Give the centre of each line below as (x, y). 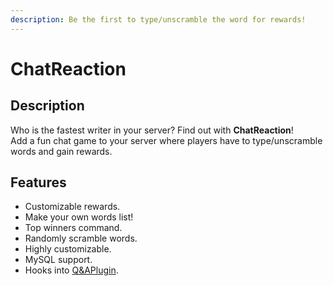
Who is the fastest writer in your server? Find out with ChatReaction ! (152, 130)
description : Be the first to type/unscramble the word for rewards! (158, 19)
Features (38, 182)
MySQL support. (58, 260)
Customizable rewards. (72, 207)
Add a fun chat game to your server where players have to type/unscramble (166, 140)
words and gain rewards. (61, 151)
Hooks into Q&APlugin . (71, 270)
